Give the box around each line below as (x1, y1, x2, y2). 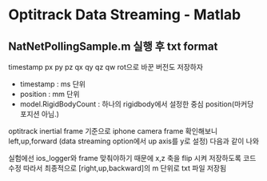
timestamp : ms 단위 (19, 79, 86, 89)
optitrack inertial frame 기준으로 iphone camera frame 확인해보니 (8, 127, 218, 135)
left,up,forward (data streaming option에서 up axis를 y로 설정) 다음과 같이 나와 (8, 136, 260, 146)
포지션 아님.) (19, 110, 60, 119)
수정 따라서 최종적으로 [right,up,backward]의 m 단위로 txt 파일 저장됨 (8, 163, 227, 173)
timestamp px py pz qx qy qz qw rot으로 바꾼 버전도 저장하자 (8, 62, 204, 71)
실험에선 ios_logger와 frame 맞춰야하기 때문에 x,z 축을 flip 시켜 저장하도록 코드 (8, 154, 257, 163)
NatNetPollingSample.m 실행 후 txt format (8, 39, 218, 53)
